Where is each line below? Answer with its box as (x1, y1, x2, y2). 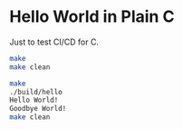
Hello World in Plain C (9, 6, 175, 27)
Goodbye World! (9, 104, 67, 114)
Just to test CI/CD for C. (9, 36, 100, 47)
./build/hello (9, 87, 63, 96)
